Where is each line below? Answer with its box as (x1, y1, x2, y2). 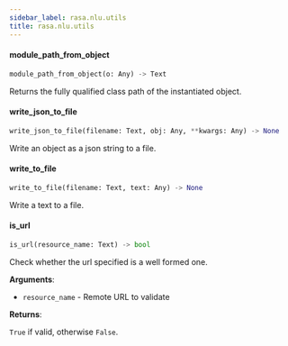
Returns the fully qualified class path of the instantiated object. (9, 86, 242, 96)
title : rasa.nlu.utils (9, 22, 94, 31)
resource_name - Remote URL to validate (22, 291, 170, 302)
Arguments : (9, 274, 56, 285)
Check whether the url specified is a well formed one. (9, 256, 209, 267)
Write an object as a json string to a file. (9, 142, 157, 153)
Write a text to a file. (9, 199, 84, 210)
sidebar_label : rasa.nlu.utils (9, 13, 127, 23)
